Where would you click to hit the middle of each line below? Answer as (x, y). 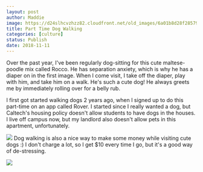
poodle (15, 69)
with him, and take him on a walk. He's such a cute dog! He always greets (98, 81)
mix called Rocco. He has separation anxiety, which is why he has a (109, 69)
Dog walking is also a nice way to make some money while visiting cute (102, 138)
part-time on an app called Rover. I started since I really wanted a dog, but (98, 106)
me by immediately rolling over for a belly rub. (63, 88)
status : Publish (27, 40)
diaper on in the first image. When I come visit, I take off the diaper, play (96, 75)
